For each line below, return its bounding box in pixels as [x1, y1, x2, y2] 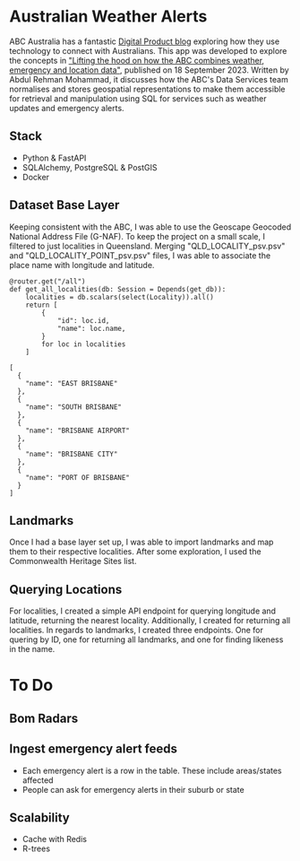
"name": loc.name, [56, 324, 126, 333]
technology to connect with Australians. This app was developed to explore [9, 45, 287, 56]
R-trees [21, 843, 51, 854]
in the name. [9, 644, 56, 655]
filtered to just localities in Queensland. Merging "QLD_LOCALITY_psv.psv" [9, 240, 286, 251]
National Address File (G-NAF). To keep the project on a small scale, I [9, 230, 266, 241]
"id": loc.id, [56, 316, 110, 325]
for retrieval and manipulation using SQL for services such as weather [9, 92, 267, 104]
